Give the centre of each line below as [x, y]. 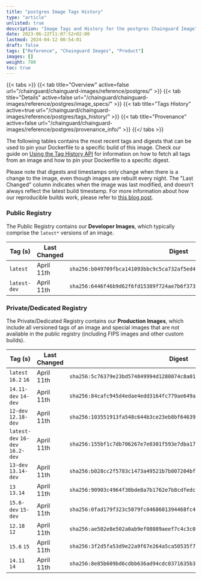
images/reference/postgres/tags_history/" [58, 117]
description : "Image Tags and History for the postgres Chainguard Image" [102, 29]
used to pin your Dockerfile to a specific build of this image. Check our [94, 147]
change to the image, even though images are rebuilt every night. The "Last [100, 179]
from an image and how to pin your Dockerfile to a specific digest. [88, 161]
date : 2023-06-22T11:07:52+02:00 [48, 34]
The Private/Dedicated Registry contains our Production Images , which [95, 321]
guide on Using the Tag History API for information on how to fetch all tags [98, 154]
